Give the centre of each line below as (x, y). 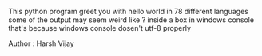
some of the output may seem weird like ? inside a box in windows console (131, 20)
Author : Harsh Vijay (41, 43)
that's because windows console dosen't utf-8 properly (100, 28)
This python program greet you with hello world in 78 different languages (129, 11)
